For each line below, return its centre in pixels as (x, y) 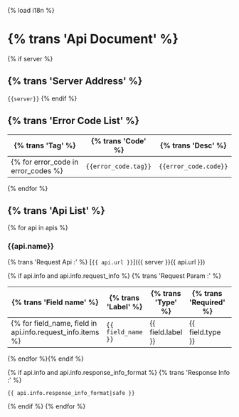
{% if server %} (30, 58)
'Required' (207, 302)
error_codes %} (37, 170)
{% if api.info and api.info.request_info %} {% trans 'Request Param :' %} (115, 276)
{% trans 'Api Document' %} (93, 39)
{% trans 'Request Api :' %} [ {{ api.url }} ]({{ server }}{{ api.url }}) (106, 262)
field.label (166, 332)
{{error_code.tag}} (118, 166)
